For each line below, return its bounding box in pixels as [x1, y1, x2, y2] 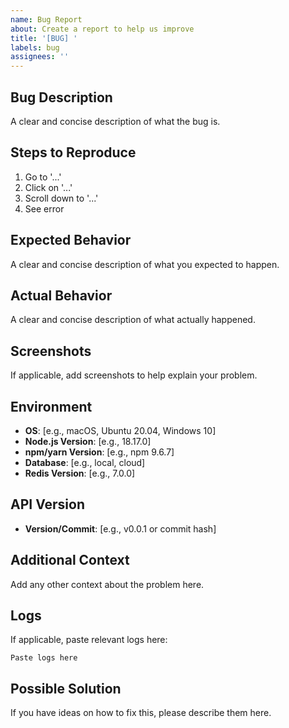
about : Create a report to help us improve [10, 24, 195, 34]
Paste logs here [10, 653, 78, 663]
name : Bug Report [10, 14, 83, 25]
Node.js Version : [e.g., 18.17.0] [24, 436, 152, 447]
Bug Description [10, 89, 113, 106]
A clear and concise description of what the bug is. [10, 115, 221, 127]
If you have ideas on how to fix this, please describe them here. [10, 707, 272, 719]
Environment [10, 398, 93, 415]
